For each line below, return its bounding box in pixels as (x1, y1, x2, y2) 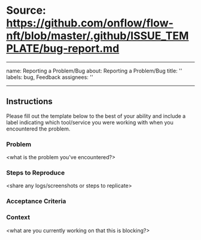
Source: (6, 4, 47, 17)
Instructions (6, 96, 53, 107)
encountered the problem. (6, 125, 71, 132)
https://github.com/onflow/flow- (6, 16, 173, 30)
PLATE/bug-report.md (6, 42, 120, 56)
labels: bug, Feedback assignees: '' (6, 73, 93, 81)
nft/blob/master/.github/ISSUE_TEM (6, 29, 189, 42)
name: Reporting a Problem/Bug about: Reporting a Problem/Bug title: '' (6, 67, 182, 74)
